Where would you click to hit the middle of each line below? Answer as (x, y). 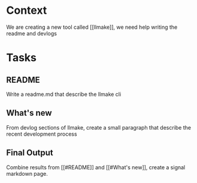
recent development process (42, 134)
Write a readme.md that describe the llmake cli (64, 94)
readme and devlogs (31, 33)
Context (27, 10)
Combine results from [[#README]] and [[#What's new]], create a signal (96, 167)
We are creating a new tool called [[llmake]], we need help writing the (92, 27)
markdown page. (27, 173)
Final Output (30, 153)
